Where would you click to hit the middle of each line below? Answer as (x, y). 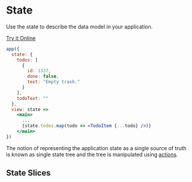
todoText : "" (33, 98)
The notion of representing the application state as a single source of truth (96, 148)
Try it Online (21, 38)
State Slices (29, 173)
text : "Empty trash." (54, 82)
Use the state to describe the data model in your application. (80, 27)
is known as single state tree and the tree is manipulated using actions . (92, 154)
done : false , (43, 77)
